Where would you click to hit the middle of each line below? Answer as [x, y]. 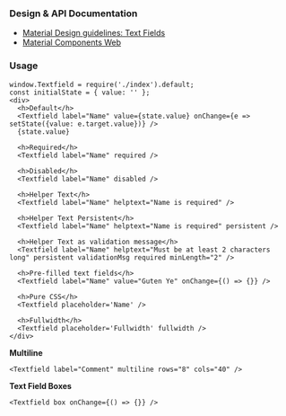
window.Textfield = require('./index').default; [102, 84]
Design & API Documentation [74, 13]
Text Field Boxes [40, 385]
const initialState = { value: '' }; [80, 93]
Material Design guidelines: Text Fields [94, 33]
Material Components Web [72, 42]
